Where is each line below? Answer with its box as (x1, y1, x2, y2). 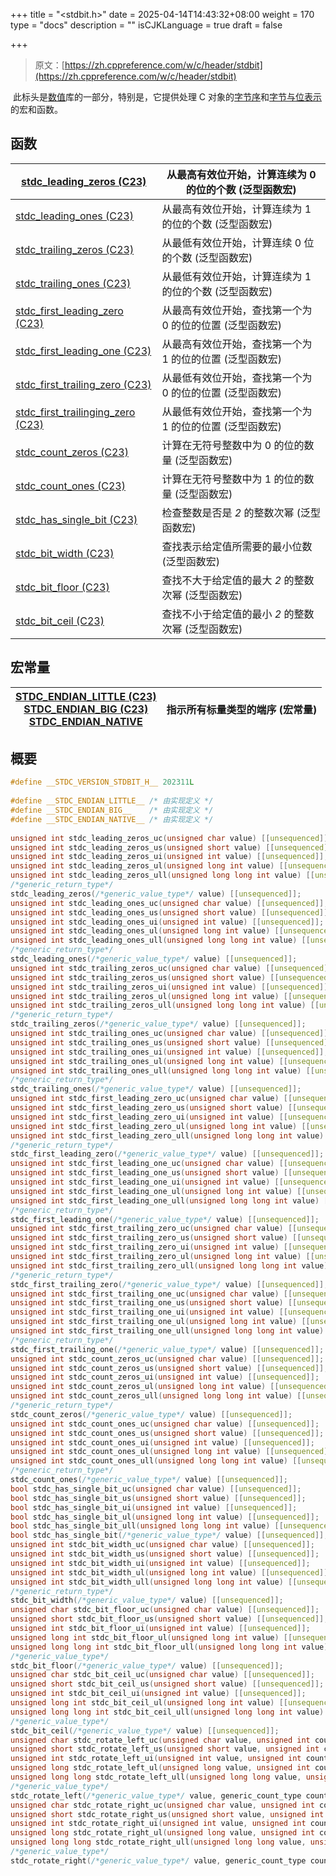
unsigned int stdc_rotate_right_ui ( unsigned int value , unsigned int (10, 1819, 307, 1829)
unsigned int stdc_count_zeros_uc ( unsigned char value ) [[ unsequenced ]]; (10, 1354, 325, 1364)
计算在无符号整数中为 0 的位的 (161, 438, 305, 452)
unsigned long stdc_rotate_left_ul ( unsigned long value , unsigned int (10, 1763, 311, 1773)
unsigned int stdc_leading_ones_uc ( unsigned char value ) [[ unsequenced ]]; (10, 898, 329, 908)
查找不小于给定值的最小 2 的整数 (161, 607, 315, 621)
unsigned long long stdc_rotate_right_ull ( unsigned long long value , (10, 1837, 307, 1848)
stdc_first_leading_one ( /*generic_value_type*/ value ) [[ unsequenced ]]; (10, 1214, 320, 1224)
